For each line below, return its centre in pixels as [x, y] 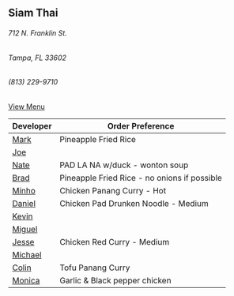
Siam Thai [33, 13]
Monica [26, 280]
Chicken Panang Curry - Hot [113, 190]
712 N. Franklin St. [38, 33]
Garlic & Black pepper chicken [115, 280]
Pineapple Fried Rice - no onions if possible [141, 178]
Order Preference [141, 126]
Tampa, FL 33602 [38, 58]
